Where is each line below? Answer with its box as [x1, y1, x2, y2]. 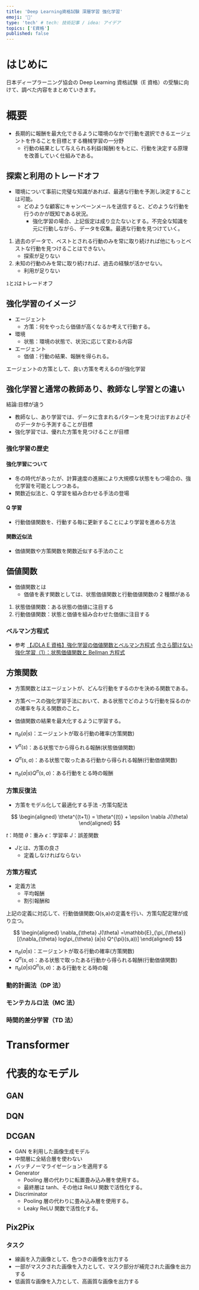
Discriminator [14, 1190, 48, 1197]
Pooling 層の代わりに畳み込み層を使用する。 [23, 1197, 132, 1204]
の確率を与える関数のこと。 [14, 704, 83, 711]
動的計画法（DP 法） [6, 981, 65, 989]
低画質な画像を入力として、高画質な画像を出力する [14, 1278, 139, 1285]
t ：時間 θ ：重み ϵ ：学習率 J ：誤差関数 [6, 832, 99, 839]
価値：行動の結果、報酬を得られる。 [23, 352, 113, 360]
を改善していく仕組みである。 [23, 152, 97, 159]
